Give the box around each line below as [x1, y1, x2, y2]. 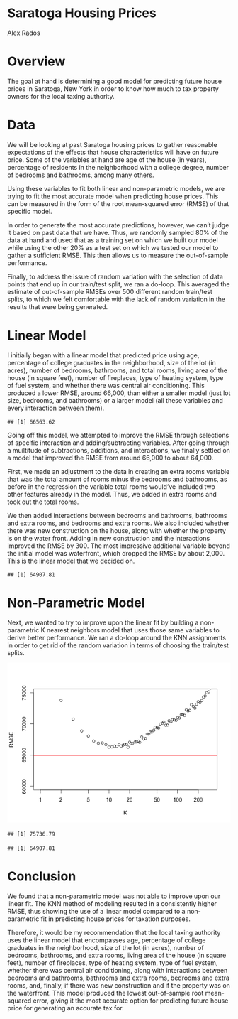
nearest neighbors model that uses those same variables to [46, 625, 220, 634]
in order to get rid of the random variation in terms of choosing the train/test [7, 641, 229, 649]
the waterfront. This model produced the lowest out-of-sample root [7, 988, 204, 997]
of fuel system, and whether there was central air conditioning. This [7, 381, 205, 389]
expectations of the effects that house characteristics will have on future [7, 148, 220, 156]
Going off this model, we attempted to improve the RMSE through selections [7, 431, 229, 439]
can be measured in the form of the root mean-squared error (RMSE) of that [7, 199, 229, 207]
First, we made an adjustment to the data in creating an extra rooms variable [7, 467, 230, 475]
